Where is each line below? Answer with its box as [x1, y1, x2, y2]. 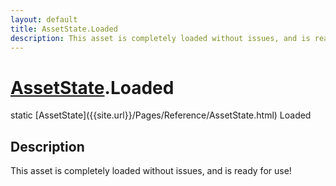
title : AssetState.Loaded [10, 24, 118, 34]
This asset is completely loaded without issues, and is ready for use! [10, 165, 292, 177]
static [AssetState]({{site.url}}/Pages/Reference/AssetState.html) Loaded [10, 109, 312, 121]
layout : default [10, 14, 78, 25]
